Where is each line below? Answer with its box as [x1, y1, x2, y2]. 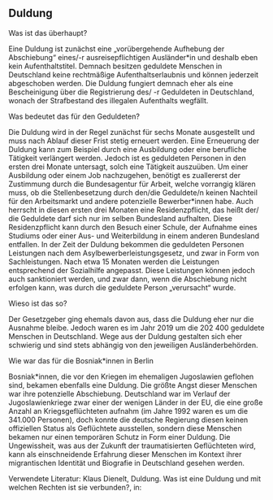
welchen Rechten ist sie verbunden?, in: [8, 482, 142, 492]
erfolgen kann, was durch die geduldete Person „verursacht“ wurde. [8, 282, 236, 292]
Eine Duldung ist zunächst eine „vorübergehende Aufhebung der [8, 44, 225, 54]
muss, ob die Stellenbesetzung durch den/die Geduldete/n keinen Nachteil [8, 187, 258, 198]
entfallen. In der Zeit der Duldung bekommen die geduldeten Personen [8, 239, 245, 249]
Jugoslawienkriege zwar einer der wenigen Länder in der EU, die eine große [8, 398, 263, 407]
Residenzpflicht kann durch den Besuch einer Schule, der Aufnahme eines [8, 222, 258, 232]
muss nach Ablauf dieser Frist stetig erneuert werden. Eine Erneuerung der [8, 136, 260, 146]
